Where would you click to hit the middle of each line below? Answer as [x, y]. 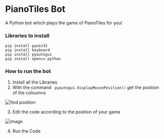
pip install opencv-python [33, 59]
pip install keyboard [28, 50]
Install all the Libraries [35, 82]
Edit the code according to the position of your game [66, 112]
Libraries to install [27, 36]
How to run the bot [28, 71]
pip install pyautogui [29, 55]
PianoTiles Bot [35, 9]
